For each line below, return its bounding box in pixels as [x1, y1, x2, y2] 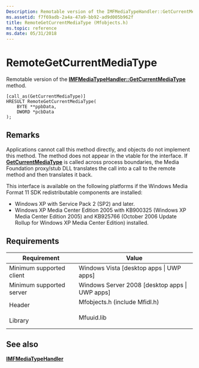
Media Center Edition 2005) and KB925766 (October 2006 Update [14, 212, 177, 219]
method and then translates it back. [6, 171, 93, 178]
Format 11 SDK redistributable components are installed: [6, 189, 143, 196]
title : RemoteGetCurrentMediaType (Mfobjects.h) [6, 20, 129, 25]
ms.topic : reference [6, 25, 57, 31]
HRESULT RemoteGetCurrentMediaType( [6, 99, 97, 105]
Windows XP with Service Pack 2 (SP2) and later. [14, 200, 135, 207]
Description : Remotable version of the [6, 8, 105, 15]
